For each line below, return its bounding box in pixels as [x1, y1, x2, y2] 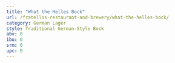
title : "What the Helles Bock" [6, 8, 85, 15]
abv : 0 [6, 31, 23, 37]
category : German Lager [6, 20, 67, 26]
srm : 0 [6, 43, 23, 49]
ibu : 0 [6, 37, 23, 43]
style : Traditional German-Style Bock [6, 25, 104, 32]
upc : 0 [6, 48, 23, 54]
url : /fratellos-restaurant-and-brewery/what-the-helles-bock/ [6, 14, 170, 20]
